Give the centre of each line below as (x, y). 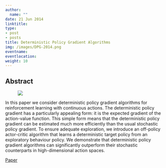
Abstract (19, 81)
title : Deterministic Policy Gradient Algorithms (58, 42)
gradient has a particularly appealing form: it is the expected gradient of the (83, 113)
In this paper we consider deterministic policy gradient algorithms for (76, 102)
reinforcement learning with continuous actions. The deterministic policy (80, 108)
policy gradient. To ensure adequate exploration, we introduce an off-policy (83, 129)
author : (13, 10)
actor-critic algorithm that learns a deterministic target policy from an (76, 134)
